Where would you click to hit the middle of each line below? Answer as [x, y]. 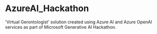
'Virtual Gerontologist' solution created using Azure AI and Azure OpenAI [78, 22]
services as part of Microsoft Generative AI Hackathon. [61, 27]
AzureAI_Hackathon [47, 8]
